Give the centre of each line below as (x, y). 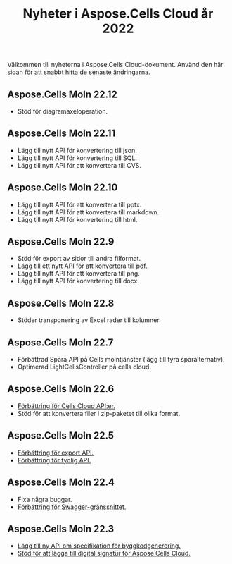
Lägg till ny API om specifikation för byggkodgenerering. (99, 546)
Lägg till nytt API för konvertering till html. (77, 219)
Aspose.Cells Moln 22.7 (60, 342)
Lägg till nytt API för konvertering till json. (77, 150)
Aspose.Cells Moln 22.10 (63, 188)
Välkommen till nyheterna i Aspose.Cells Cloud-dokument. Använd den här (115, 65)
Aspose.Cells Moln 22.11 (62, 134)
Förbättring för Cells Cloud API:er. (66, 406)
